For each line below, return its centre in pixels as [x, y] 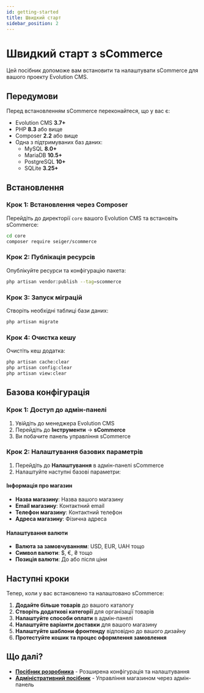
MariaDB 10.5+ [43, 155]
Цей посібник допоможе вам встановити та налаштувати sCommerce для [102, 70]
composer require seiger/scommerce [52, 241]
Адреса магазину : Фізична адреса [61, 519]
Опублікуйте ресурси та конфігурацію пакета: [66, 270]
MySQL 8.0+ [40, 149]
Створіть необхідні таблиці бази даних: [57, 311]
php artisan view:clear [37, 373]
